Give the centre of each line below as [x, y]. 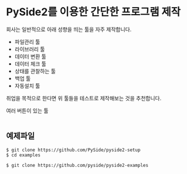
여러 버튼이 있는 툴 [27, 110]
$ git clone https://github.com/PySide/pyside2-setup [74, 150]
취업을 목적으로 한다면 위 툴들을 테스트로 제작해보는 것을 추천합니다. [84, 98]
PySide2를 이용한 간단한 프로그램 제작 [93, 12]
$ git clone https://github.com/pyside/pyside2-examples [77, 165]
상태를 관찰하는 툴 [35, 71]
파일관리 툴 [27, 42]
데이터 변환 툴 [30, 56]
